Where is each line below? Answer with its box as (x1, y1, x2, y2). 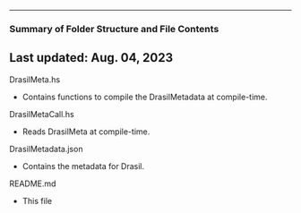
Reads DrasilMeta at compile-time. (21, 126, 150, 137)
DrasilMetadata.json (9, 143, 83, 154)
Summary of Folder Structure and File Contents (9, 22, 219, 35)
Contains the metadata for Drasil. (21, 160, 145, 171)
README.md (9, 178, 56, 189)
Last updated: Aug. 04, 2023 (9, 50, 173, 65)
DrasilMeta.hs (9, 73, 61, 85)
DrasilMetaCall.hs (9, 108, 74, 119)
